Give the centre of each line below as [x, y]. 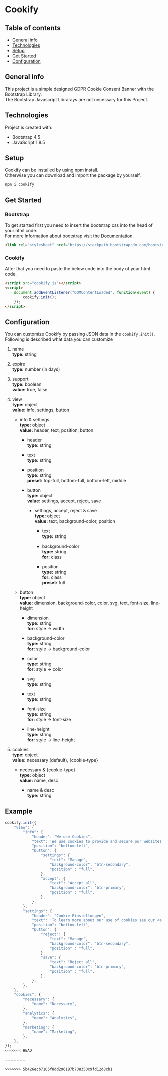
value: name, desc [39, 780]
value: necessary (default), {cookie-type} [55, 760]
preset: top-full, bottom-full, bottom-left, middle [77, 481]
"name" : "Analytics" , [54, 1018]
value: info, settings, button [41, 410]
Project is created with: [29, 127]
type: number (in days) [36, 369]
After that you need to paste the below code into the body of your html [78, 269]
